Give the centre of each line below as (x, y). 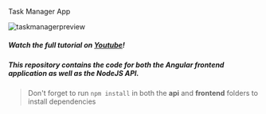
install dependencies (62, 101)
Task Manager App (39, 11)
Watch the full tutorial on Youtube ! (67, 45)
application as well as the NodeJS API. (74, 73)
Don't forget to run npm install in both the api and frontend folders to (143, 93)
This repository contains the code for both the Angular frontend (116, 65)
